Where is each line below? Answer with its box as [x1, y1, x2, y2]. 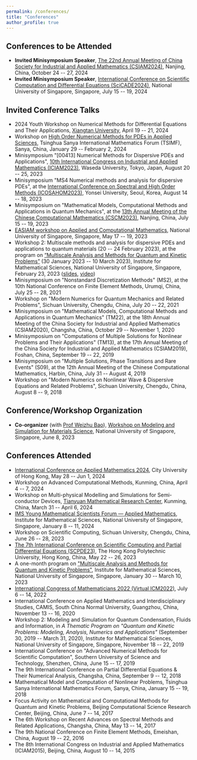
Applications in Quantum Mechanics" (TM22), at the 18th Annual [14, 314, 170, 320]
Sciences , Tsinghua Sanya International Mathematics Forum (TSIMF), [14, 139, 182, 146]
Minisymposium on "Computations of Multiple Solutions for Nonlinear [14, 333, 182, 339]
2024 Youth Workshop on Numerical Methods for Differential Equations [14, 121, 187, 127]
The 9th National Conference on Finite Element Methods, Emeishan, [14, 728, 179, 735]
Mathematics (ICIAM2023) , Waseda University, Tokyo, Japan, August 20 [14, 164, 191, 171]
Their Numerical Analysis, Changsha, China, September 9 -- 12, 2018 [14, 672, 182, 679]
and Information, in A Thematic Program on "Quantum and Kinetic [14, 622, 175, 629]
